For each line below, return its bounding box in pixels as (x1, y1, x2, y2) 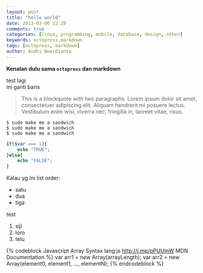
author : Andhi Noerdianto (6, 49, 72, 55)
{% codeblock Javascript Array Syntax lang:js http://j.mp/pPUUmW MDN (6, 247, 188, 255)
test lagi (6, 76, 26, 84)
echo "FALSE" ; (17, 158, 53, 164)
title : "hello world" (6, 15, 61, 21)
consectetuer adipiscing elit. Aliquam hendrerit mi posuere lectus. (21, 101, 186, 109)
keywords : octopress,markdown (6, 37, 83, 43)
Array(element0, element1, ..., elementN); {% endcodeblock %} (6, 260, 164, 268)
